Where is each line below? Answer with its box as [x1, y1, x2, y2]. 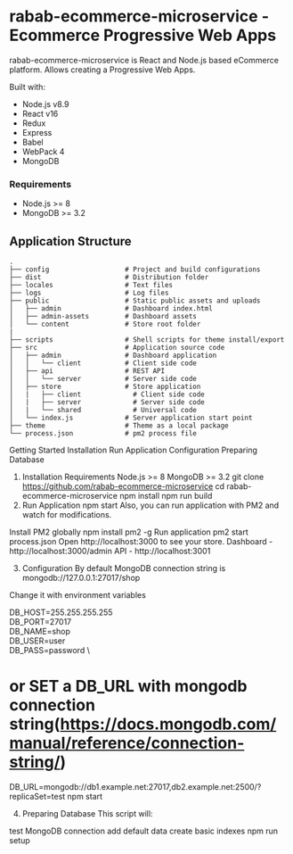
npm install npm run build [119, 491, 213, 502]
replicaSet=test [9, 791, 66, 801]
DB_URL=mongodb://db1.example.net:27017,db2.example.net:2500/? [9, 781, 262, 792]
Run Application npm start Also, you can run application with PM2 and [21, 500, 280, 510]
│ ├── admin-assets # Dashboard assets [9, 312, 198, 321]
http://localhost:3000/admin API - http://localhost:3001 [9, 546, 211, 557]
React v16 [21, 108, 59, 119]
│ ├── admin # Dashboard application [9, 351, 217, 361]
